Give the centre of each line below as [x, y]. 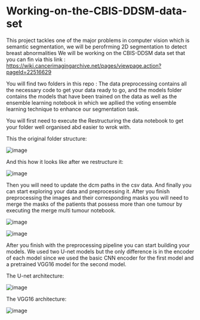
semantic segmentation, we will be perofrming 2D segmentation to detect [96, 47]
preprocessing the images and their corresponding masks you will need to [98, 197]
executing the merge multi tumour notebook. [61, 210]
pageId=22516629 [29, 72]
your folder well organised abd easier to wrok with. [69, 127]
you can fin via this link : [36, 59]
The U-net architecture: [35, 276]
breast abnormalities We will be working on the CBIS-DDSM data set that [96, 53]
